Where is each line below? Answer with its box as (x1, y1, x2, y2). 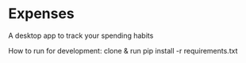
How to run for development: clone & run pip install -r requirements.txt (8, 46, 238, 55)
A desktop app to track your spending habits (8, 31, 154, 40)
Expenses (8, 5, 75, 23)
